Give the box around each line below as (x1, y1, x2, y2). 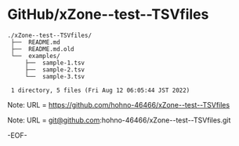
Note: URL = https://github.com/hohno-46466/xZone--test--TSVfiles (7, 100, 230, 109)
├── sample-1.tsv (24, 59, 85, 67)
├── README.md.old (10, 45, 75, 53)
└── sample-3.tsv (24, 72, 85, 80)
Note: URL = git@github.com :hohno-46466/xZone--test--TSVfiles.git (7, 115, 231, 125)
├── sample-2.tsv (24, 65, 85, 74)
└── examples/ (10, 52, 60, 60)
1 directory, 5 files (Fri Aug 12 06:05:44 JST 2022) (10, 86, 190, 94)
